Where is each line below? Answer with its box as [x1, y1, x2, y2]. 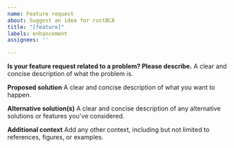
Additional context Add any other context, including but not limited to [7, 125, 210, 134]
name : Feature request [7, 10, 74, 18]
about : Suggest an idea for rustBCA [7, 17, 115, 24]
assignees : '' [7, 37, 49, 44]
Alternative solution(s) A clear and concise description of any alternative [7, 104, 221, 113]
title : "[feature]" [7, 23, 65, 30]
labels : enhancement [7, 30, 68, 37]
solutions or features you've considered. [7, 112, 125, 121]
